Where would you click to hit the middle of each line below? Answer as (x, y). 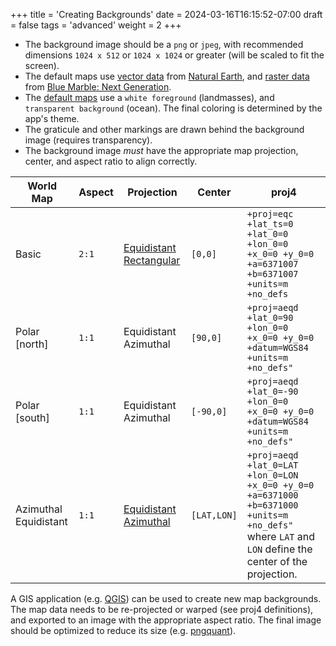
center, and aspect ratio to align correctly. (111, 161)
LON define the (279, 549)
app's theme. (52, 118)
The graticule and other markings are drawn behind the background (164, 129)
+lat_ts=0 (270, 224)
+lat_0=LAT (272, 465)
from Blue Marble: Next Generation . (98, 87)
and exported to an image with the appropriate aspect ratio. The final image (166, 620)
